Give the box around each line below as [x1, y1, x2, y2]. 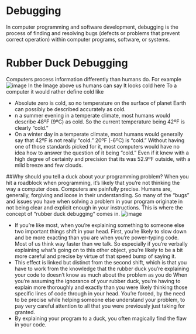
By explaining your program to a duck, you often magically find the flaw [14, 315, 187, 322]
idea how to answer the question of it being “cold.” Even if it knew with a [14, 149, 189, 156]
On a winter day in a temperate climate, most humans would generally [14, 130, 183, 137]
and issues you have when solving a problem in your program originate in [6, 198, 183, 205]
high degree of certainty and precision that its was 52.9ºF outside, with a [14, 155, 191, 162]
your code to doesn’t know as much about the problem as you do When [14, 271, 188, 278]
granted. [14, 308, 35, 315]
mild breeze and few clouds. [14, 161, 83, 168]
